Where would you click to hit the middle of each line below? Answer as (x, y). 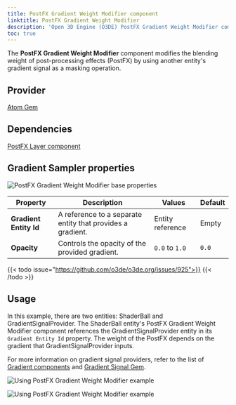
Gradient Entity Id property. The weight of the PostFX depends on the (111, 338)
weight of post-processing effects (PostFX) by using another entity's (107, 61)
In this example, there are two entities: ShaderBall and (85, 316)
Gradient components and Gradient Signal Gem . (77, 366)
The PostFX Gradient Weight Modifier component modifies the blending (113, 53)
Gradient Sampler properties (71, 168)
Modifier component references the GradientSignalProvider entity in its (110, 331)
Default (212, 202)
